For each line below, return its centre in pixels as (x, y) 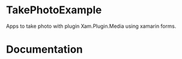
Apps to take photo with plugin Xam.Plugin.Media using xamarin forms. (91, 26)
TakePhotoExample (54, 10)
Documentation (45, 49)
